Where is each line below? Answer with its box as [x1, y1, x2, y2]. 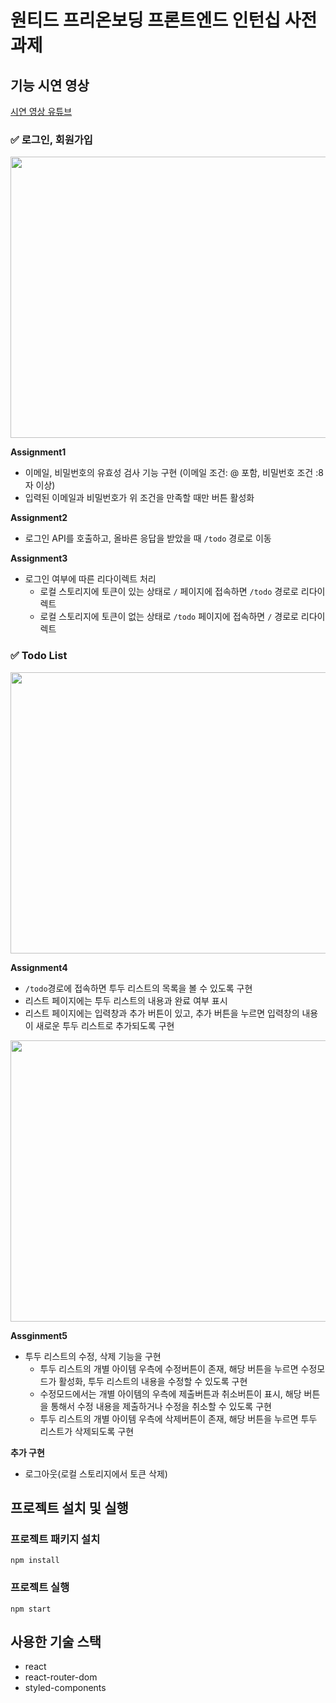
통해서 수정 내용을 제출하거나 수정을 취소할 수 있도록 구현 [50, 1400, 272, 1412]
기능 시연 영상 [10, 77, 90, 94]
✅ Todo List [10, 649, 68, 663]
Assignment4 [10, 961, 68, 973]
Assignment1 [10, 446, 67, 458]
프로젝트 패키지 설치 [10, 1532, 101, 1546]
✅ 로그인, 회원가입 [10, 132, 93, 146]
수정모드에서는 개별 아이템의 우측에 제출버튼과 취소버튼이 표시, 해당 [39, 1387, 302, 1400]
